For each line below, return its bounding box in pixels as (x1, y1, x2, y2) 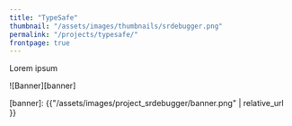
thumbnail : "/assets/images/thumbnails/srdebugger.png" (9, 22, 223, 31)
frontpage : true (9, 38, 70, 48)
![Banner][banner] (9, 80, 76, 91)
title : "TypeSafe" (9, 13, 78, 22)
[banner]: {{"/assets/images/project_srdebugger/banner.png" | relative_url (9, 98, 285, 109)
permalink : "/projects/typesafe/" (9, 30, 139, 39)
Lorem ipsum (9, 63, 58, 74)
